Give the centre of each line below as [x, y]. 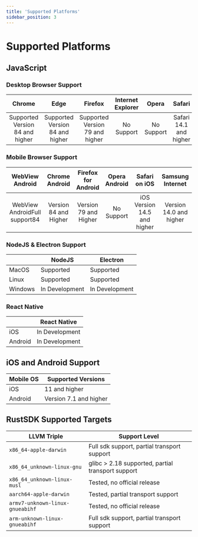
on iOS [145, 184]
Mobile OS [24, 379]
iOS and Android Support [53, 362]
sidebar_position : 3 [32, 17]
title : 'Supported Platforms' [43, 12]
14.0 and [175, 212]
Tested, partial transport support [133, 494]
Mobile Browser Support [42, 157]
